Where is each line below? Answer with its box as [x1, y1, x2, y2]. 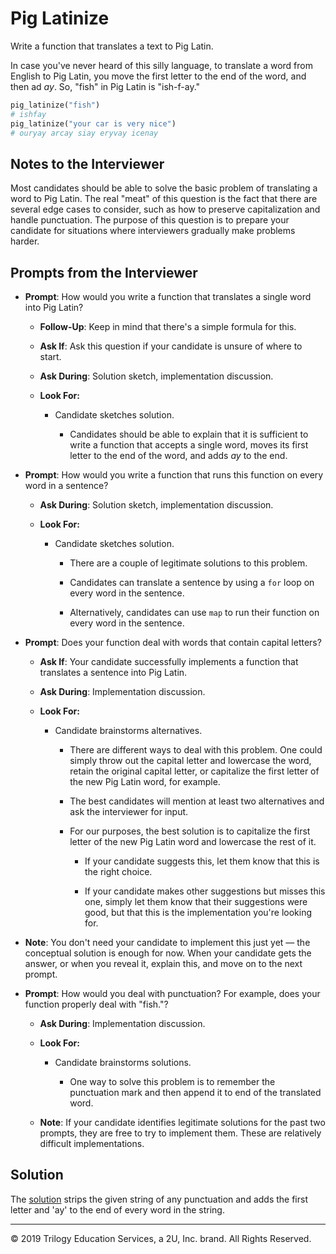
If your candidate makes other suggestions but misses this [84, 885, 326, 897]
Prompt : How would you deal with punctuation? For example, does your [24, 988, 321, 1000]
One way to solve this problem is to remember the [69, 1076, 276, 1088]
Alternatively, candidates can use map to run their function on [69, 607, 320, 619]
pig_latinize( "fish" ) [10, 100, 101, 110]
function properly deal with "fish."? [24, 998, 169, 1011]
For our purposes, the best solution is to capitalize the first [69, 825, 311, 837]
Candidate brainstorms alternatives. [54, 725, 203, 737]
